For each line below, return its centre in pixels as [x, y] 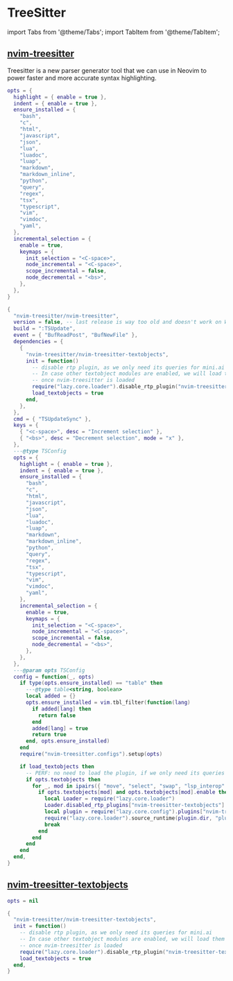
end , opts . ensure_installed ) [68, 741]
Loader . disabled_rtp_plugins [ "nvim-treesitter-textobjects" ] [135, 806]
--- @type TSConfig [40, 451]
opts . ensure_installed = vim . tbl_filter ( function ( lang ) [108, 702]
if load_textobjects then [57, 766]
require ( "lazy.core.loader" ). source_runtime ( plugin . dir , [128, 818]
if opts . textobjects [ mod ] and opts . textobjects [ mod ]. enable [127, 792]
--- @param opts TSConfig [49, 670]
